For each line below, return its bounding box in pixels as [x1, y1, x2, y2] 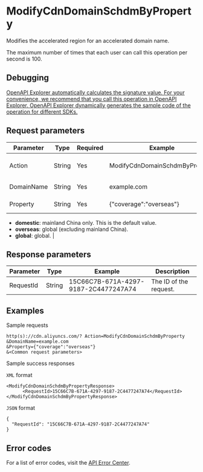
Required [76, 143, 104, 152]
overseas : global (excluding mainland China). [14, 225, 129, 233]
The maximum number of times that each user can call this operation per [6, 48, 188, 56]
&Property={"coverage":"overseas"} [6, 344, 96, 350]
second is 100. [6, 55, 42, 62]
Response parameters [6, 249, 92, 259]
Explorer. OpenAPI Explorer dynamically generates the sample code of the [6, 102, 192, 109]
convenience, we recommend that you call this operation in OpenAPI [6, 95, 177, 102]
